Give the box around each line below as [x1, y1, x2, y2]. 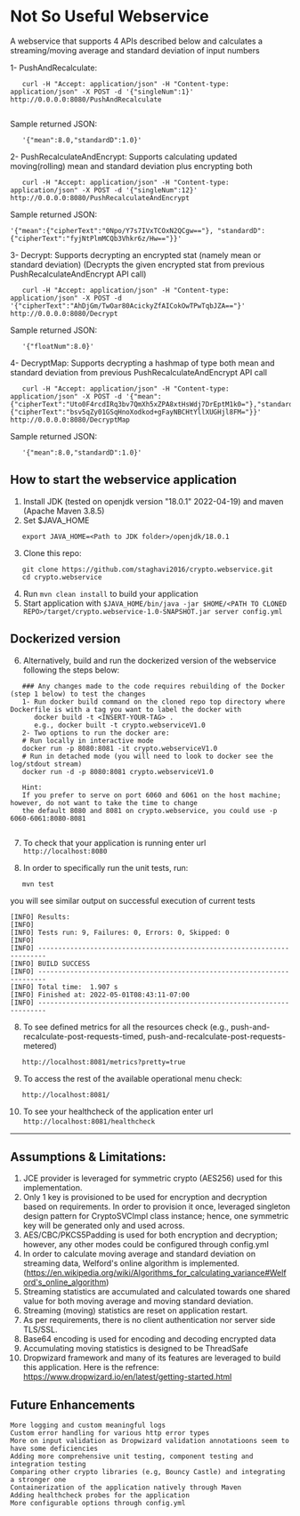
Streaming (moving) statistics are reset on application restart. [22, 1305, 248, 1316]
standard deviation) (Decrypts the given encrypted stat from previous [10, 259, 265, 270]
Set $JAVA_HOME [22, 514, 90, 526]
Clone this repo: [22, 547, 82, 558]
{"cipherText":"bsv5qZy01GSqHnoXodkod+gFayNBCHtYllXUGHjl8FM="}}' [10, 407, 262, 416]
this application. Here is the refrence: [22, 1362, 159, 1373]
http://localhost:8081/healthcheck [22, 1117, 156, 1126]
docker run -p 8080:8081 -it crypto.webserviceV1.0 [21, 744, 218, 753]
